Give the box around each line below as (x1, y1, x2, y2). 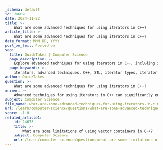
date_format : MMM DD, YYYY (5, 39, 60, 44)
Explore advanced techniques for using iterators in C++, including (14, 61, 155, 66)
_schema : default (5, 7, 40, 12)
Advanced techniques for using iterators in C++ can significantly (14, 92, 153, 97)
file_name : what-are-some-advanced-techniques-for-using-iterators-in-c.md (5, 102, 162, 106)
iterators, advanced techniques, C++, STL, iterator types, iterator (14, 70, 158, 75)
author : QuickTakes (5, 75, 45, 79)
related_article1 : (5, 115, 42, 120)
